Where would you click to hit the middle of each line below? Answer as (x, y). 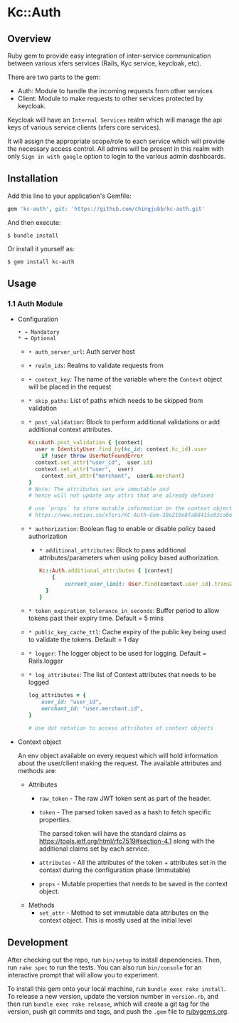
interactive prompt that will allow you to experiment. (83, 975)
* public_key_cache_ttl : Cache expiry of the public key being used (127, 632)
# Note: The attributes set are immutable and (99, 489)
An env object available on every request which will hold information (118, 755)
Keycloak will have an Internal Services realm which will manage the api (115, 120)
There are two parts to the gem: (54, 77)
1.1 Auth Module (35, 304)
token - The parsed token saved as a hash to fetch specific (125, 812)
